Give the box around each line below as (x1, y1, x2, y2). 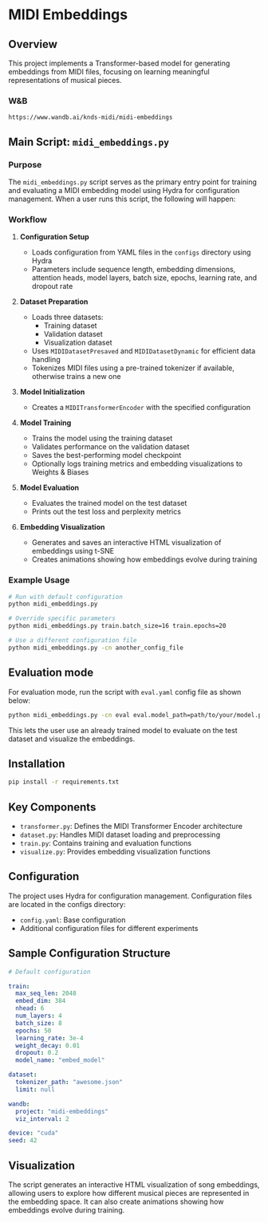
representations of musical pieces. (8, 76, 122, 85)
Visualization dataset (43, 337, 112, 348)
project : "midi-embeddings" (15, 1107, 109, 1115)
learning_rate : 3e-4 (15, 1034, 84, 1042)
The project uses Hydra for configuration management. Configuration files (8, 891, 253, 901)
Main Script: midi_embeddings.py (8, 135, 170, 148)
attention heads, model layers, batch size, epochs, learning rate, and (31, 273, 258, 282)
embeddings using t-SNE (31, 546, 115, 556)
